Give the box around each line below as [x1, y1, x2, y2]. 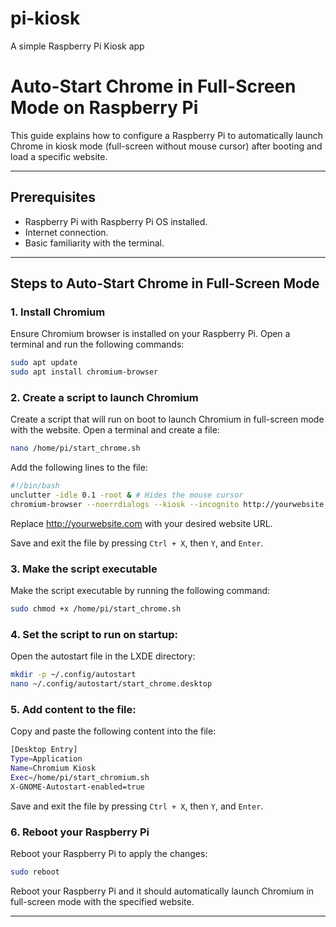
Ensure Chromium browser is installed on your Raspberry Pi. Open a [10, 328, 291, 340]
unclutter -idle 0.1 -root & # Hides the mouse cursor [10, 490, 244, 501]
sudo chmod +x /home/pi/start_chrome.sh [10, 604, 182, 614]
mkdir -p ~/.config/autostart [10, 670, 137, 680]
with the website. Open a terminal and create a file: [10, 424, 220, 436]
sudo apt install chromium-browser [10, 367, 159, 377]
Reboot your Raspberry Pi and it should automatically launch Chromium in [10, 885, 315, 897]
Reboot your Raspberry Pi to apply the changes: [10, 848, 208, 860]
